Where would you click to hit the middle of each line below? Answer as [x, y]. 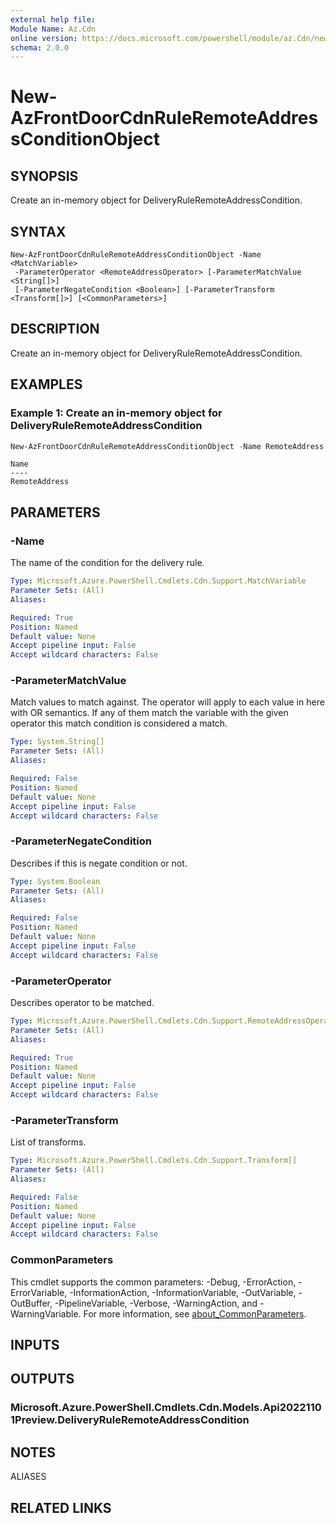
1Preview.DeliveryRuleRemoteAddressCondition [130, 1420]
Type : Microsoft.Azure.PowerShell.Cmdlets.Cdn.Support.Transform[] [154, 1161]
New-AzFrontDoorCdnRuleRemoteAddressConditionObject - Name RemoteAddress [167, 446]
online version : [44, 38]
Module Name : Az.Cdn [53, 29]
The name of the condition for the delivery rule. [107, 563]
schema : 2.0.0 [40, 47]
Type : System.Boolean [55, 881]
